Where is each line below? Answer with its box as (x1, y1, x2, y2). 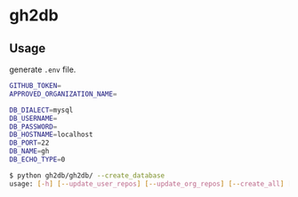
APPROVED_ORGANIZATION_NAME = (9, 90, 117, 98)
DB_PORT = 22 (9, 138, 50, 147)
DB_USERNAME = (9, 114, 58, 122)
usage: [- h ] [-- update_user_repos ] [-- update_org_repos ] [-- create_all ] (9, 179, 285, 188)
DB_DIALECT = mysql (9, 106, 74, 114)
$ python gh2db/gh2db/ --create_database (9, 170, 165, 180)
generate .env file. (9, 64, 77, 75)
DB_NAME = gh (9, 147, 50, 156)
